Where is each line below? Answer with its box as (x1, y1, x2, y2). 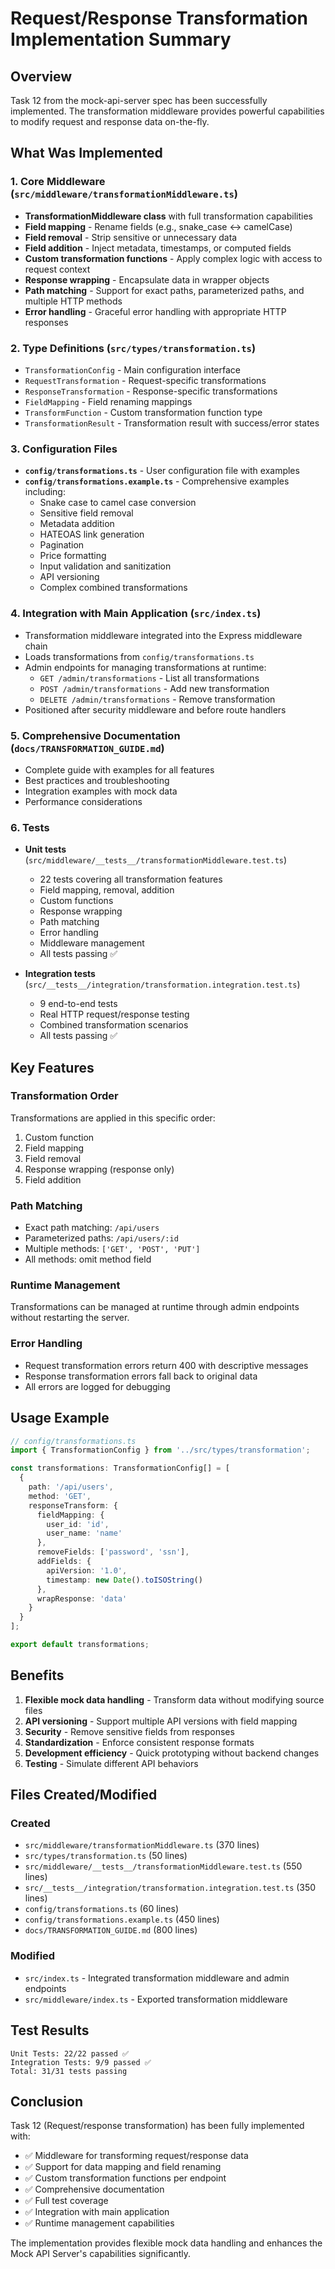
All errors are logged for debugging (24, 1380, 171, 1392)
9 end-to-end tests (39, 998, 118, 1010)
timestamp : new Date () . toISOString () (46, 1575, 203, 1585)
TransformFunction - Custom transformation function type (24, 406, 263, 418)
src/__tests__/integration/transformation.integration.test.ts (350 (24, 1882, 317, 1894)
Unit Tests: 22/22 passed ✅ (10, 2048, 130, 2059)
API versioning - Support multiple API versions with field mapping (24, 1715, 298, 1727)
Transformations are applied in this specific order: (10, 1112, 216, 1124)
